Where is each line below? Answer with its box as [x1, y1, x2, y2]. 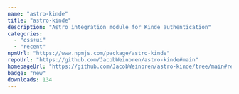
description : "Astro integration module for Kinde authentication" [7, 23, 212, 30]
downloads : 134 [7, 76, 53, 83]
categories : [7, 30, 43, 37]
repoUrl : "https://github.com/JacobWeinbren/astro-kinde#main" [7, 57, 199, 64]
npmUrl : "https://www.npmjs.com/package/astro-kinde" [7, 50, 171, 57]
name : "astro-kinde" [7, 10, 69, 18]
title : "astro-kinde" [7, 17, 72, 24]
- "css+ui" [14, 37, 46, 44]
